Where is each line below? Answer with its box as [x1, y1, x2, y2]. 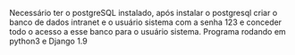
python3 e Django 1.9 [9, 35, 88, 46]
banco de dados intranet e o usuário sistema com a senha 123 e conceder [9, 17, 282, 27]
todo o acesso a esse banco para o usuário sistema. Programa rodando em [9, 27, 286, 36]
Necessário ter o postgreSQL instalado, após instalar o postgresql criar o [9, 8, 278, 18]
